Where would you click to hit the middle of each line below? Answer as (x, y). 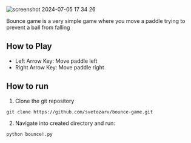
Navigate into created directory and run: (65, 123)
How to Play (29, 46)
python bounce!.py (29, 134)
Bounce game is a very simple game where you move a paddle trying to (96, 21)
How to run (28, 87)
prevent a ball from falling (38, 27)
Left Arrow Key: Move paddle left (56, 61)
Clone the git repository (45, 101)
